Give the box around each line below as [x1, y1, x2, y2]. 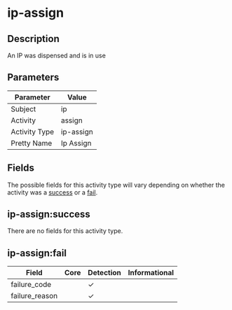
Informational [128, 268, 174, 278]
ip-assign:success [7, 209, 91, 220]
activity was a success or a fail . [7, 188, 98, 197]
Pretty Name [11, 138, 53, 148]
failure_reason [11, 291, 58, 301]
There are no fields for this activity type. [7, 227, 123, 235]
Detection [87, 268, 121, 278]
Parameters [7, 71, 60, 83]
